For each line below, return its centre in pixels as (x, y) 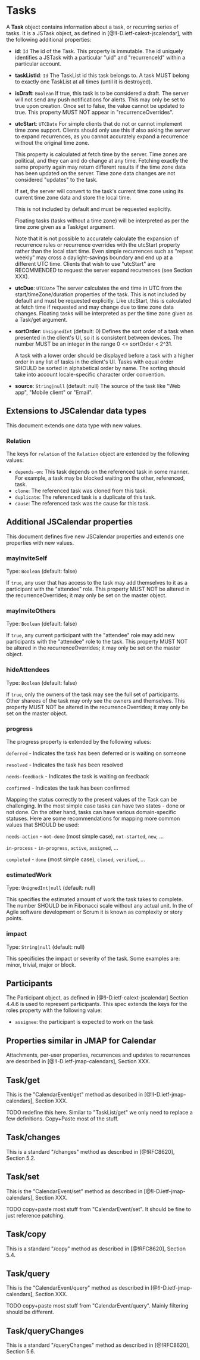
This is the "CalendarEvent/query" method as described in (78, 1288)
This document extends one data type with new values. (74, 425)
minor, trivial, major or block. (41, 965)
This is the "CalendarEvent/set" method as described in (74, 1191)
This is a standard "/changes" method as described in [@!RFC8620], (90, 1151)
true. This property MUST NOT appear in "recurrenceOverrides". (94, 112)
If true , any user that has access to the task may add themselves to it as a (97, 583)
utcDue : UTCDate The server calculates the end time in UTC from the (99, 288)
